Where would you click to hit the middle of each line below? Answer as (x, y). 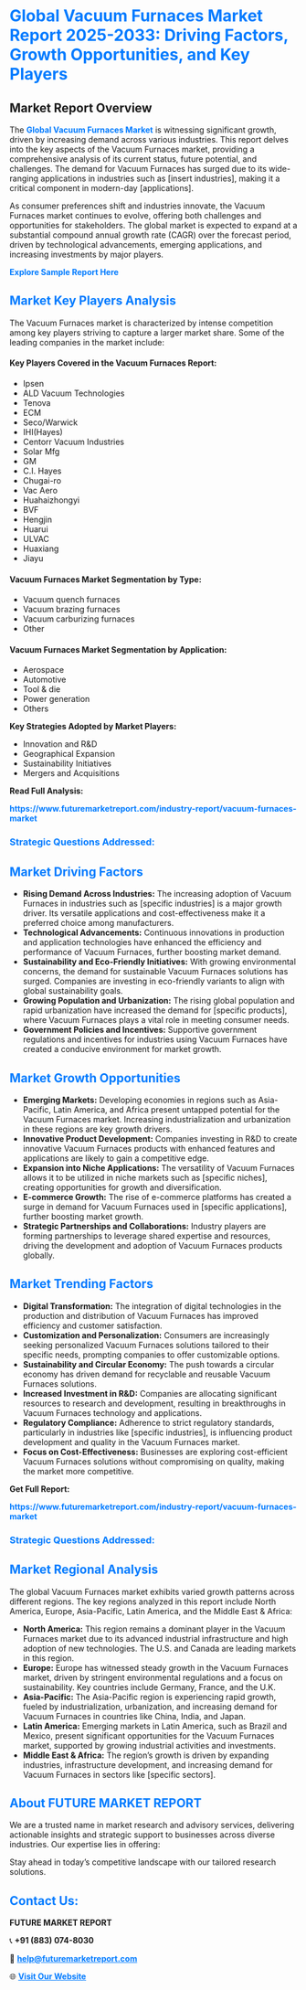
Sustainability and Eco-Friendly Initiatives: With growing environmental (159, 962)
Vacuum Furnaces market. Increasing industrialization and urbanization (157, 1119)
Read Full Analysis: (47, 791)
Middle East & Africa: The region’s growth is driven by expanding (146, 1755)
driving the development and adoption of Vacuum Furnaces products (153, 1245)
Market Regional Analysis (84, 1570)
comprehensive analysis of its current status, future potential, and (133, 159)
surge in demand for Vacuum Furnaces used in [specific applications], (155, 1207)
